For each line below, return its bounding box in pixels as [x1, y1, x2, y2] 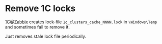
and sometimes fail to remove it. [5, 24, 70, 29]
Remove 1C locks [5, 3, 76, 14]
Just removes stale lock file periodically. [5, 33, 86, 39]
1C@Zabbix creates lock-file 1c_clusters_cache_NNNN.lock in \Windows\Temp [5, 19, 157, 25]
